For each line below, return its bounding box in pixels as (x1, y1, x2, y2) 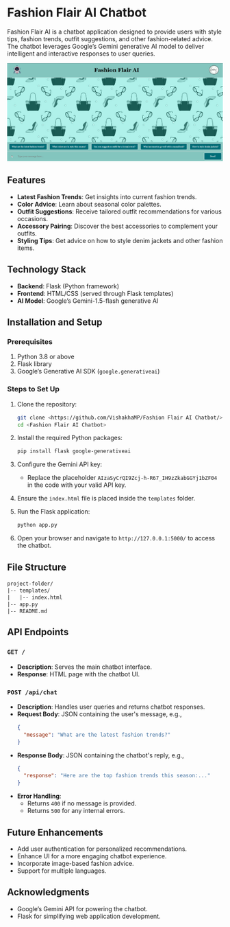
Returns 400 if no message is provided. (27, 799, 137, 808)
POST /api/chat (7, 688, 58, 696)
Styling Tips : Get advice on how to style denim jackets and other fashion (16, 236, 223, 244)
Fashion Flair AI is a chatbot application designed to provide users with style (7, 27, 222, 36)
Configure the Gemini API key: (16, 460, 103, 468)
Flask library (16, 360, 53, 368)
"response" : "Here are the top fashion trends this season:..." (23, 772, 211, 779)
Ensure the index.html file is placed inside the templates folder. (16, 494, 196, 503)
